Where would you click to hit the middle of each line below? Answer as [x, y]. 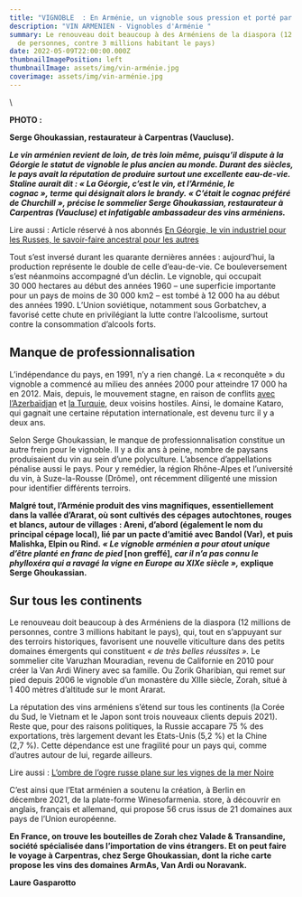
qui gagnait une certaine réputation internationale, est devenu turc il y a [142, 413]
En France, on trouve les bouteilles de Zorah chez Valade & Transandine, [147, 836]
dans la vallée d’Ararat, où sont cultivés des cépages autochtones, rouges [151, 515]
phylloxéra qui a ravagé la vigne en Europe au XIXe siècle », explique [142, 563]
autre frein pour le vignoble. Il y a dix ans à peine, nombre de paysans [139, 449]
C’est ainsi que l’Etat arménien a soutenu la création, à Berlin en [128, 790]
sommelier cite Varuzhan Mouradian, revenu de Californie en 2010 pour [142, 661]
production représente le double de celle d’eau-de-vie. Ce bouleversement [148, 266]
